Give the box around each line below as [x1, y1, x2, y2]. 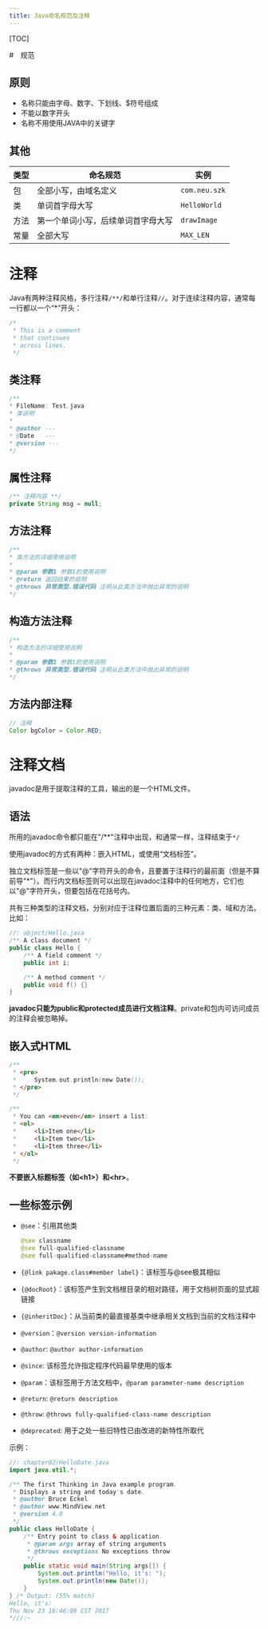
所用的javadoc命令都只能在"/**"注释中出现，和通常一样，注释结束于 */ [9, 832, 240, 842]
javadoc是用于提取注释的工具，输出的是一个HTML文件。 [9, 784, 195, 794]
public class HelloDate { [9, 1524, 95, 1533]
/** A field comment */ [23, 951, 103, 959]
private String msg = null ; [9, 500, 103, 508]
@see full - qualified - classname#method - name [20, 1252, 168, 1260]
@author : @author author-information [20, 1344, 144, 1353]
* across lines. [12, 341, 67, 349]
